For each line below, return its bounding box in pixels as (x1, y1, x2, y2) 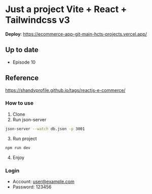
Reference (5, 74, 39, 82)
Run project (12, 135, 37, 141)
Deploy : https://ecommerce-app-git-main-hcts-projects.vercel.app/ (5, 31, 147, 37)
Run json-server (12, 116, 47, 122)
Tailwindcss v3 (5, 14, 70, 26)
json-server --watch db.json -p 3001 (5, 126, 85, 131)
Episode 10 (12, 59, 36, 65)
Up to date (5, 45, 39, 54)
